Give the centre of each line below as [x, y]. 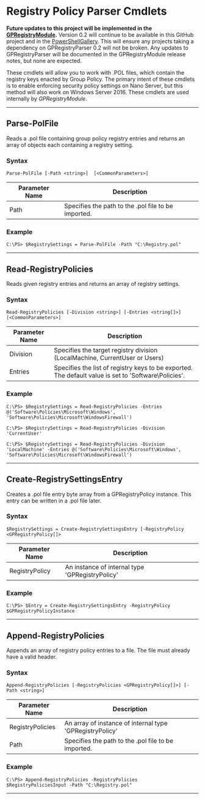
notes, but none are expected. [44, 61]
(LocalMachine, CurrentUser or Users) [109, 358]
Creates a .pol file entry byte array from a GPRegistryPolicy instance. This [99, 494]
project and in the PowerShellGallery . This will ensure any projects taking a [100, 41]
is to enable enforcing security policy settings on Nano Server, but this [95, 85]
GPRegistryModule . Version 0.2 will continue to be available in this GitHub [100, 34]
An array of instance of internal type [116, 723]
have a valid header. [31, 657]
